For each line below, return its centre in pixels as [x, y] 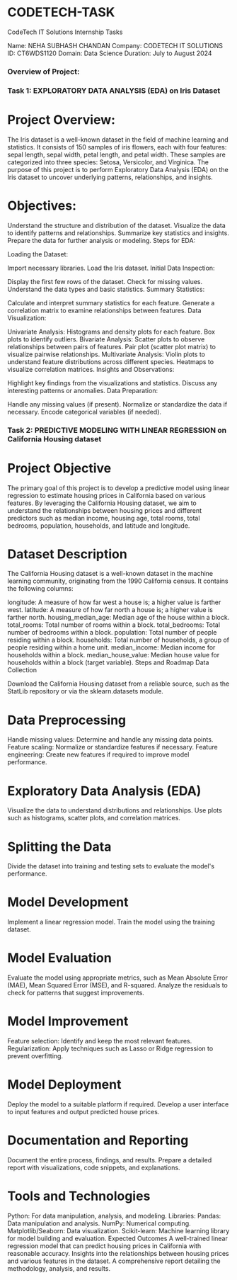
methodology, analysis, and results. [59, 1268]
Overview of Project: [44, 72]
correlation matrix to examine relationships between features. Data [104, 310]
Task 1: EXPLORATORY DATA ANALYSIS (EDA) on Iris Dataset [114, 91]
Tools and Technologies [79, 1196]
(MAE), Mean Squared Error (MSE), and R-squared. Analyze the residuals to [117, 985]
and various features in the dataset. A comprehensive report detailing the [114, 1261]
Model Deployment [64, 1085]
